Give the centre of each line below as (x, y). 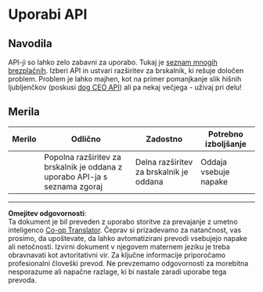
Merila (24, 112)
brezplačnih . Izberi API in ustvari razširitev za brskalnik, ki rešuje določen (126, 71)
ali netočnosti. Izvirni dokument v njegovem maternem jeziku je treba (119, 246)
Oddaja (214, 162)
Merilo (24, 139)
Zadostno (164, 139)
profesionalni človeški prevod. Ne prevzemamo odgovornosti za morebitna (128, 263)
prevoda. (22, 279)
